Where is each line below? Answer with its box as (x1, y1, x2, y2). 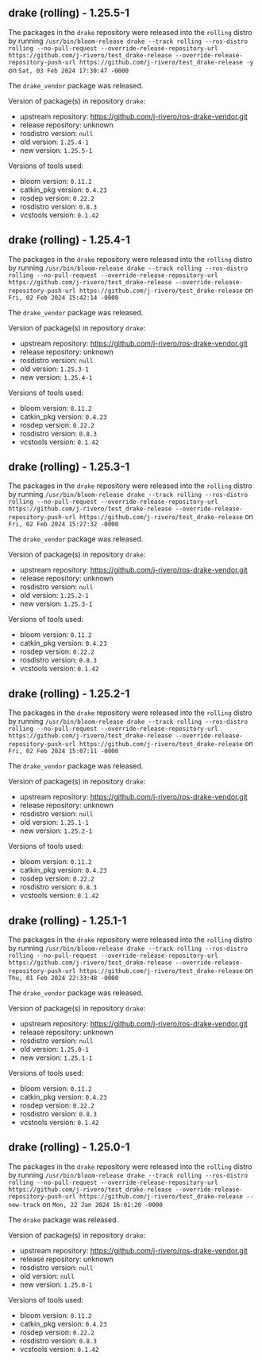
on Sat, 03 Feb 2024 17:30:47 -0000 (8, 65, 129, 75)
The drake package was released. (8, 1214, 119, 1225)
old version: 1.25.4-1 (19, 137, 89, 147)
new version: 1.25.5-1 (19, 145, 93, 154)
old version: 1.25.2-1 (19, 591, 89, 600)
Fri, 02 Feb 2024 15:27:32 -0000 (8, 521, 119, 529)
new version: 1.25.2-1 (19, 826, 93, 835)
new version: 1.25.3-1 (19, 599, 93, 608)
